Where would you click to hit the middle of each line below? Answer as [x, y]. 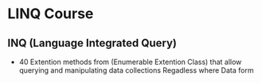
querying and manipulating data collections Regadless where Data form [136, 70]
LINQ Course [51, 14]
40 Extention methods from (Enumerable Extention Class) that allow [130, 62]
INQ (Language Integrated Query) [92, 43]
